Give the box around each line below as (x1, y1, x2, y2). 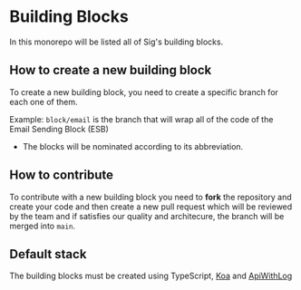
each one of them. (9, 96, 78, 107)
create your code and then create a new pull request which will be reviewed (9, 201, 293, 212)
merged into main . (9, 220, 75, 231)
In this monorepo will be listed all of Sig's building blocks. (9, 36, 224, 47)
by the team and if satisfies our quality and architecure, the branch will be (9, 210, 285, 221)
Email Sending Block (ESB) (9, 123, 109, 134)
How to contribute (9, 168, 114, 183)
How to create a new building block (9, 63, 212, 78)
